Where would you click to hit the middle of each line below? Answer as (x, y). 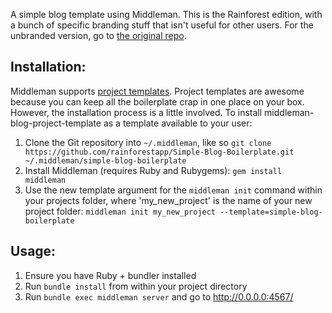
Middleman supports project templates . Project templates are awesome (157, 91)
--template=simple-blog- (271, 212)
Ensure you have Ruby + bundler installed (110, 275)
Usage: (33, 251)
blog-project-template (56, 123)
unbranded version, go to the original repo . (98, 35)
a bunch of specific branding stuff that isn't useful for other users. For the (162, 25)
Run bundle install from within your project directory (136, 286)
